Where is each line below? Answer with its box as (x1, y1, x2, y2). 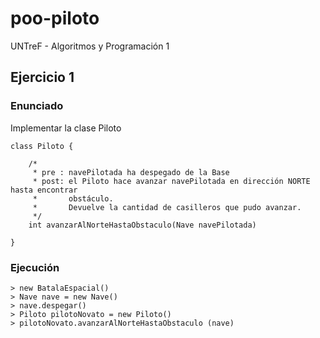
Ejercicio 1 (10, 69, 75, 86)
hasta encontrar (10, 185, 78, 195)
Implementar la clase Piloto (10, 122, 122, 134)
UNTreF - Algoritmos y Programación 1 (10, 40, 170, 52)
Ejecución (10, 260, 60, 274)
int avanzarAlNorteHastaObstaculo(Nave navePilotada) (28, 220, 257, 230)
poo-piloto (10, 7, 100, 30)
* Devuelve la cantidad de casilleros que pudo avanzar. (32, 202, 302, 212)
